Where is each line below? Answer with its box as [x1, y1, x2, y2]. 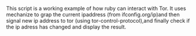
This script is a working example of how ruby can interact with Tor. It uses [6, 5, 187, 12]
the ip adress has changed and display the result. [6, 23, 126, 30]
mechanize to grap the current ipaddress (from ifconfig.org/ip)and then [6, 11, 180, 18]
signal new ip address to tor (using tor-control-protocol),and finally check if [6, 17, 190, 24]
